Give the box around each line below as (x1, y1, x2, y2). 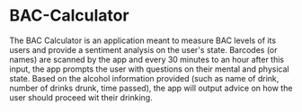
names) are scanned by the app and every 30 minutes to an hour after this (9, 54, 285, 65)
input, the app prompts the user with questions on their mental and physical (9, 64, 289, 74)
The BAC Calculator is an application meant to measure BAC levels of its (9, 35, 277, 46)
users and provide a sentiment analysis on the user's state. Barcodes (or (9, 44, 278, 55)
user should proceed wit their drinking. (9, 91, 153, 103)
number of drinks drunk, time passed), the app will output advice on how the (9, 82, 293, 93)
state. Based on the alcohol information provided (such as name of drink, (9, 73, 280, 83)
